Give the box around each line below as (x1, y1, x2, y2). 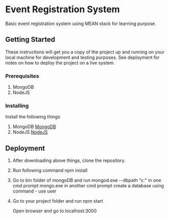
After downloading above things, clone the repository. (12, 157, 126, 164)
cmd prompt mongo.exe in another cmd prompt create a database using (12, 183, 164, 189)
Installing (5, 102, 29, 109)
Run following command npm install (12, 167, 88, 174)
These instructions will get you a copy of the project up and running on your (5, 48, 164, 55)
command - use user (12, 188, 57, 194)
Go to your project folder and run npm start (12, 198, 103, 204)
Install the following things (5, 114, 60, 120)
